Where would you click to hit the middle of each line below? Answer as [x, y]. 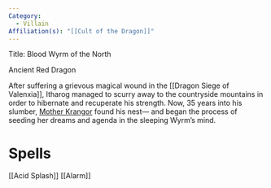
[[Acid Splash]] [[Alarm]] [50, 176]
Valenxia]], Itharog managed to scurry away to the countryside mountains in [136, 94]
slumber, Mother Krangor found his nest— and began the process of [123, 111]
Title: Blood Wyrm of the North [60, 55]
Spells [30, 153]
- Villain [32, 24]
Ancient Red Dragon [42, 70]
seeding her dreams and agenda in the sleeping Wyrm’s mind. [112, 120]
